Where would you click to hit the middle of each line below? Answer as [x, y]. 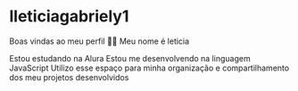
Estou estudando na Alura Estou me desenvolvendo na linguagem [130, 58]
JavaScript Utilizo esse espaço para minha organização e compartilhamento [149, 68]
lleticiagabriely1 [69, 17]
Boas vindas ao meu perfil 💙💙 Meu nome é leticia [99, 41]
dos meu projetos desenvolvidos [69, 77]
